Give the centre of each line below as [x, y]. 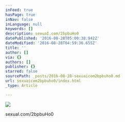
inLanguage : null [24, 24]
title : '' [16, 48]
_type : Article [22, 85]
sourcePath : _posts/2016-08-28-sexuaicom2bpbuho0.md [63, 76]
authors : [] [18, 62]
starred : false [22, 72]
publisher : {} [20, 67]
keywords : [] [19, 29]
